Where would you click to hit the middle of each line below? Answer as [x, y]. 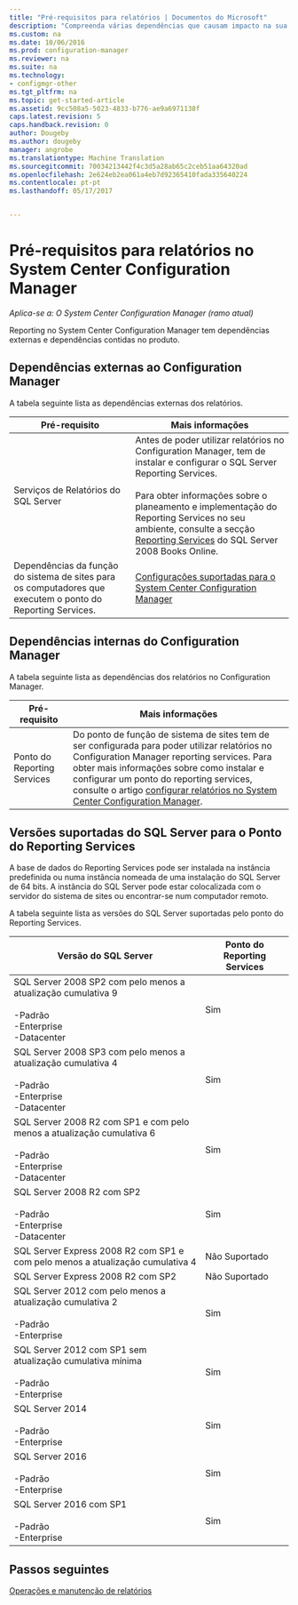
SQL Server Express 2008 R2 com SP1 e [99, 1251]
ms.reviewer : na [39, 59]
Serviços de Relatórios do [67, 490]
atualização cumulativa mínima [78, 1361]
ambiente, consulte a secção [195, 528]
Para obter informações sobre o [201, 495]
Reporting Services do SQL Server [207, 540]
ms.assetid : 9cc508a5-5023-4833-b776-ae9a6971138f [105, 108]
